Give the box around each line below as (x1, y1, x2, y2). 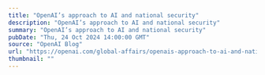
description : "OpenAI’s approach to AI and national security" (8, 19, 221, 27)
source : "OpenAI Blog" (8, 41, 83, 48)
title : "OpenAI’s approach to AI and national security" (8, 11, 200, 20)
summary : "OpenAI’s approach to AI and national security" (8, 26, 207, 34)
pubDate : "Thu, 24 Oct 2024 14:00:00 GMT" (8, 33, 150, 41)
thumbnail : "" (8, 55, 55, 63)
